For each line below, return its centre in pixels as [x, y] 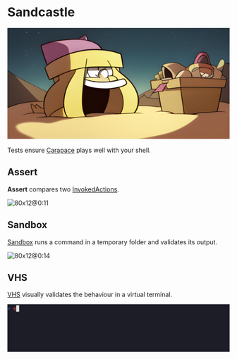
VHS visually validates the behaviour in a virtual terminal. [90, 295]
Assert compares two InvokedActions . [63, 189]
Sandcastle [41, 12]
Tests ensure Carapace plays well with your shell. [79, 150]
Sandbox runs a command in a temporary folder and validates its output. [112, 242]
